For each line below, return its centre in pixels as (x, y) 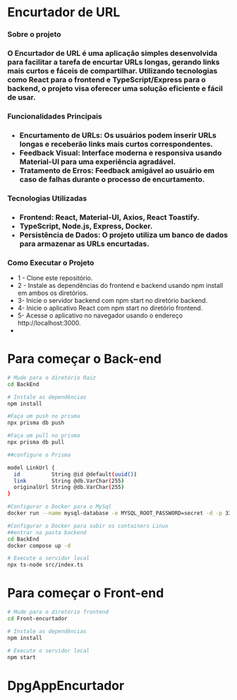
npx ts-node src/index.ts (45, 565)
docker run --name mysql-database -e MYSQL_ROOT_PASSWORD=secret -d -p (115, 513)
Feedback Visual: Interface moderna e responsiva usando (121, 152)
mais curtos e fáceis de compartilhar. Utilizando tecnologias (113, 71)
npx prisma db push (36, 423)
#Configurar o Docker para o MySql (60, 507)
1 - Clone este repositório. (55, 278)
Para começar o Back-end (85, 359)
